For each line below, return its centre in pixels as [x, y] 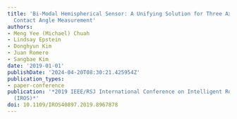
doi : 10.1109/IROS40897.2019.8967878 [63, 105]
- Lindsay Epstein [34, 40]
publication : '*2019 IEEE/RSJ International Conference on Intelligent [115, 92]
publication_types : [36, 79]
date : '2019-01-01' [36, 66]
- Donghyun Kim [30, 46]
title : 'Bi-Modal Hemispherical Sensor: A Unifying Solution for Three [115, 14]
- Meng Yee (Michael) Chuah [49, 33]
